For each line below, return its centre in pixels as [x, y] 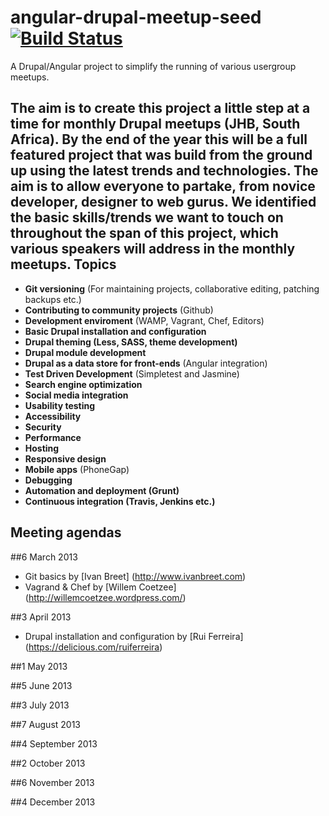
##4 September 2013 [54, 743]
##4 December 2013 [53, 802]
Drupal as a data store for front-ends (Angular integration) [146, 363]
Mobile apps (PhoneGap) [77, 469]
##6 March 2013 [44, 557]
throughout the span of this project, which [144, 233]
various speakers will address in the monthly [153, 249]
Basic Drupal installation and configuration [115, 331]
